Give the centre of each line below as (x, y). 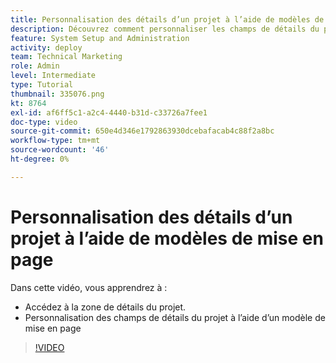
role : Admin (35, 66)
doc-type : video (44, 122)
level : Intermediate (53, 76)
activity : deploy (46, 47)
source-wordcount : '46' (60, 150)
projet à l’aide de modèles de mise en (167, 238)
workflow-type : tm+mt (55, 141)
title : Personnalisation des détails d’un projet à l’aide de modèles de (167, 19)
